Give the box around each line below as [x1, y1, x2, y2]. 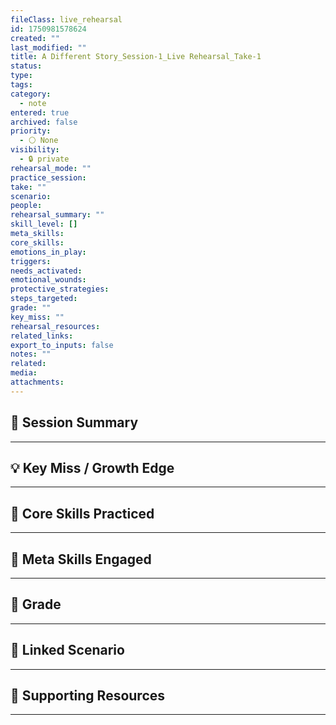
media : [10, 368, 38, 378]
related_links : [10, 331, 74, 341]
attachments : [10, 377, 65, 387]
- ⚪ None [19, 136, 59, 146]
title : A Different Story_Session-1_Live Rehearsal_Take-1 [10, 52, 262, 62]
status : [10, 61, 43, 71]
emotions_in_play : [10, 247, 87, 257]
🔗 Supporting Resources [10, 687, 166, 705]
